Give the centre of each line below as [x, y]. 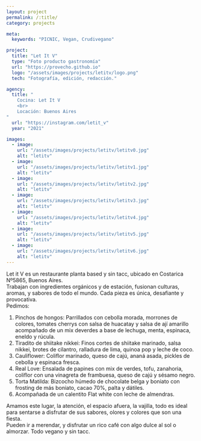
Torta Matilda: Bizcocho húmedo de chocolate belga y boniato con [97, 381]
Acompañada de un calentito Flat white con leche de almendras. [94, 394]
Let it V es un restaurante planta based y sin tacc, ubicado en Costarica [95, 274]
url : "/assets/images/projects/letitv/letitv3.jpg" [83, 201]
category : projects [31, 23]
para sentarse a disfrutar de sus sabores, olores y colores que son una [94, 412]
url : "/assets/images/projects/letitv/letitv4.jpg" [83, 217]
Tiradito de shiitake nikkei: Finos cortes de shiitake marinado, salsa [98, 343]
